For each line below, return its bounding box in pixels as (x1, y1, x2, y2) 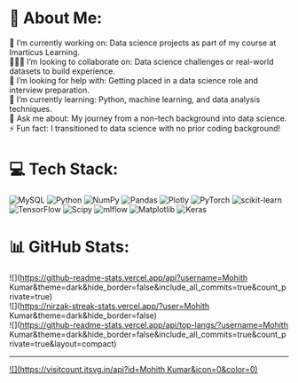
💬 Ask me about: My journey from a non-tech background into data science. (9, 113, 287, 124)
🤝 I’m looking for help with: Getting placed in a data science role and (9, 75, 259, 85)
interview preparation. (9, 84, 90, 95)
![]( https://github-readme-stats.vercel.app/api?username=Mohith (9, 272, 248, 283)
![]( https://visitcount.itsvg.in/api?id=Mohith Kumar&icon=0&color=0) (9, 363, 259, 374)
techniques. (9, 103, 52, 114)
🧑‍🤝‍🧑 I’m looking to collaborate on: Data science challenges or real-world (9, 56, 274, 67)
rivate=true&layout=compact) (9, 338, 117, 349)
